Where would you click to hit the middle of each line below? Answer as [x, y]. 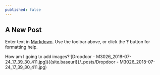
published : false [23, 10]
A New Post [24, 30]
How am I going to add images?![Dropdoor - [50, 57]
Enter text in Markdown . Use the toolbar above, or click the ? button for [78, 42]
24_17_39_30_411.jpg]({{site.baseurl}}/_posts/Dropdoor [60, 62]
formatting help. [22, 47]
